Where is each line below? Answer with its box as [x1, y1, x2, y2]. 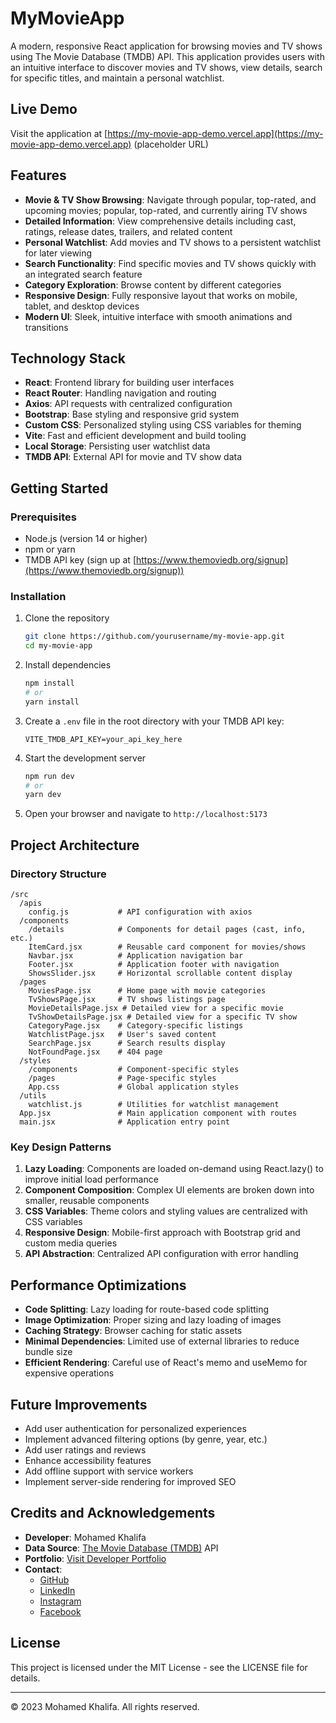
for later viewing [24, 247, 93, 259]
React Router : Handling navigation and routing [24, 387, 217, 399]
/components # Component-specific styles [28, 1065, 240, 1075]
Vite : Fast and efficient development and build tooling [24, 430, 247, 442]
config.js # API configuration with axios [28, 907, 253, 917]
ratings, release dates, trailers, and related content [24, 225, 233, 237]
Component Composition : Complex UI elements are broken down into [24, 1184, 315, 1196]
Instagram [39, 1595, 82, 1607]
